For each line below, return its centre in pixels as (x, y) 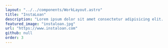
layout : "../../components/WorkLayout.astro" (54, 10)
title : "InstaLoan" (26, 14)
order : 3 (14, 38)
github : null (19, 33)
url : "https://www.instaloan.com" (42, 28)
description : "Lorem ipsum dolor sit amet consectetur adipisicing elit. (85, 19)
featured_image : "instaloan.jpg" (40, 24)
